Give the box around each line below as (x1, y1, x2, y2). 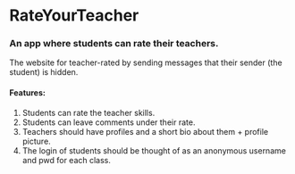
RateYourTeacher (9, 5, 139, 26)
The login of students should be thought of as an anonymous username (21, 145, 286, 156)
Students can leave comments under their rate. (21, 117, 196, 128)
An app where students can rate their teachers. (9, 37, 219, 50)
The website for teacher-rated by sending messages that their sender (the (9, 57, 283, 68)
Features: (9, 87, 46, 98)
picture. (21, 136, 51, 146)
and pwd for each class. (21, 154, 112, 165)
